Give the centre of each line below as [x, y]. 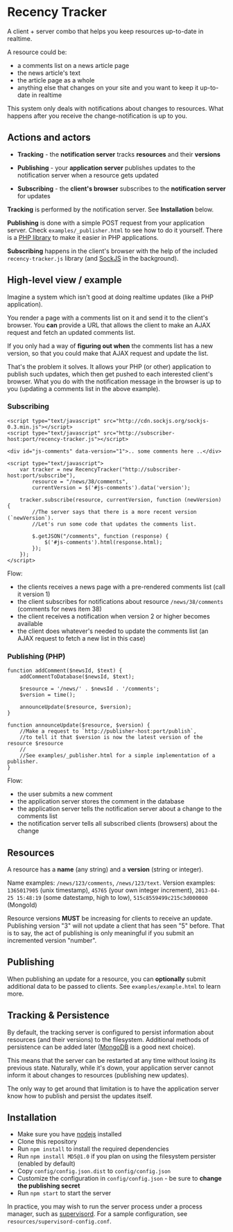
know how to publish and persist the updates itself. [80, 1095]
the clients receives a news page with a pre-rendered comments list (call [121, 587]
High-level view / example [65, 280]
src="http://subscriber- [139, 433]
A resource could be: [37, 52]
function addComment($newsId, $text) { [65, 671]
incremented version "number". [52, 940]
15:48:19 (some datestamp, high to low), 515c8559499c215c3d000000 [112, 897]
